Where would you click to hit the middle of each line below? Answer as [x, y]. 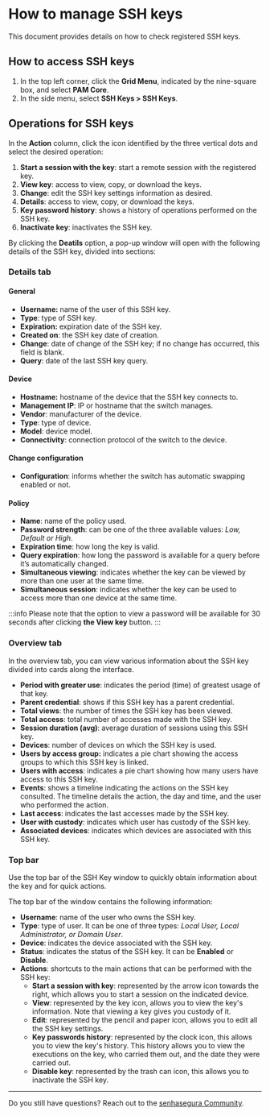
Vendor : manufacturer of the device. [81, 414]
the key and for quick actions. [57, 886]
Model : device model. [56, 431]
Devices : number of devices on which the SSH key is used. [118, 745]
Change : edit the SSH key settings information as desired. [116, 193]
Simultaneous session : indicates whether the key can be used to [128, 590]
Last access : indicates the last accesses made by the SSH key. [125, 813]
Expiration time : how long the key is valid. [90, 547]
